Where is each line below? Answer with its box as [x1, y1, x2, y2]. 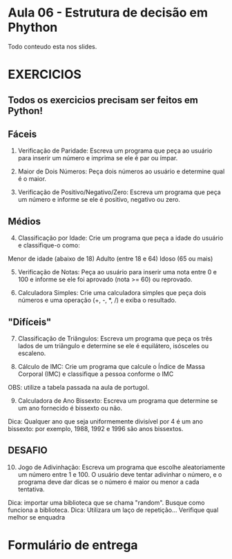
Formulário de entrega [8, 537, 138, 553]
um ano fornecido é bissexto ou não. [17, 404, 123, 412]
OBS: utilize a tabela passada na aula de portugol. [8, 383, 150, 391]
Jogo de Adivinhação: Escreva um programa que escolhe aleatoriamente [17, 463, 225, 471]
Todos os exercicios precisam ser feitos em [8, 94, 199, 106]
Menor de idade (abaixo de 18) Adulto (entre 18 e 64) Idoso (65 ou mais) [8, 254, 213, 263]
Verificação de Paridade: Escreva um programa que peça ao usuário [17, 146, 213, 155]
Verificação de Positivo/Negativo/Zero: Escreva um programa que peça [17, 188, 222, 196]
